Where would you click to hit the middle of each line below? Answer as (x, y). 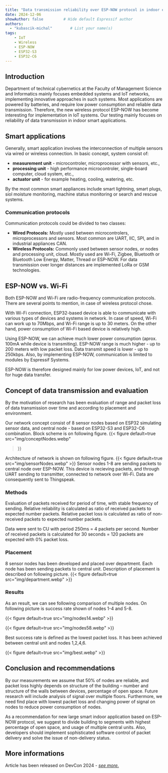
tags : (11, 33)
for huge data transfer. (28, 375)
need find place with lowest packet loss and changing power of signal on (80, 701)
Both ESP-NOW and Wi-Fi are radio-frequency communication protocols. (80, 298)
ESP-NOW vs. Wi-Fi (36, 286)
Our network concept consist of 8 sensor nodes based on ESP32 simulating (83, 422)
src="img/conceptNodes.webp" (38, 438)
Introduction (25, 76)
